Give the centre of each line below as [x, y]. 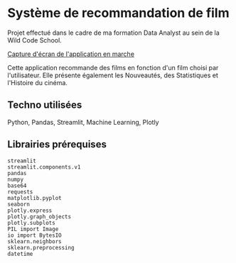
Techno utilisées [45, 105]
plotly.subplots [31, 223]
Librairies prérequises [57, 144]
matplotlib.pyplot [34, 198]
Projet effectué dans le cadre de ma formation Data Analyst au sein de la [114, 33]
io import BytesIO [34, 235]
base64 [17, 186]
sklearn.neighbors [34, 241]
